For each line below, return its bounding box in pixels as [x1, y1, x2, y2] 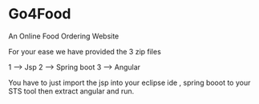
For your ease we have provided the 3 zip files [8, 46, 162, 56]
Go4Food [8, 5, 71, 23]
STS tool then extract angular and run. [8, 86, 135, 96]
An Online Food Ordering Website [8, 31, 119, 41]
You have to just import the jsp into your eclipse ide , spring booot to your [8, 78, 251, 87]
